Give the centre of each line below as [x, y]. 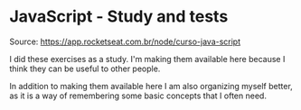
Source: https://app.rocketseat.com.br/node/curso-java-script [125, 41]
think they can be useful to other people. [85, 69]
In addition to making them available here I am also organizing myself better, [151, 86]
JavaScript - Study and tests [119, 17]
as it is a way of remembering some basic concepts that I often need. [138, 96]
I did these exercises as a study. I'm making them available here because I [147, 59]
